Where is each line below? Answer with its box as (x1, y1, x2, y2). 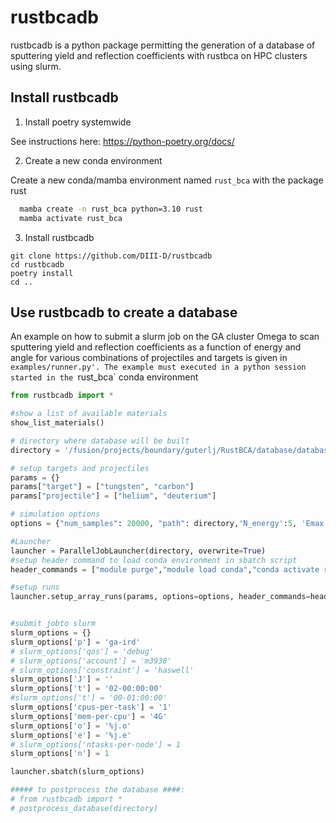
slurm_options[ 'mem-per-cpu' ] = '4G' (10, 711, 168, 721)
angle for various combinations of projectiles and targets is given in (10, 352, 288, 364)
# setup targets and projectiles (10, 463, 150, 473)
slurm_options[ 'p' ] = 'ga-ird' (10, 637, 141, 647)
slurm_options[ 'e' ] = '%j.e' (10, 730, 132, 740)
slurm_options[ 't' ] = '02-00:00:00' (10, 684, 163, 694)
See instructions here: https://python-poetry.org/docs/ (10, 135, 235, 147)
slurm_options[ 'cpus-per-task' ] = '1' (10, 702, 172, 713)
